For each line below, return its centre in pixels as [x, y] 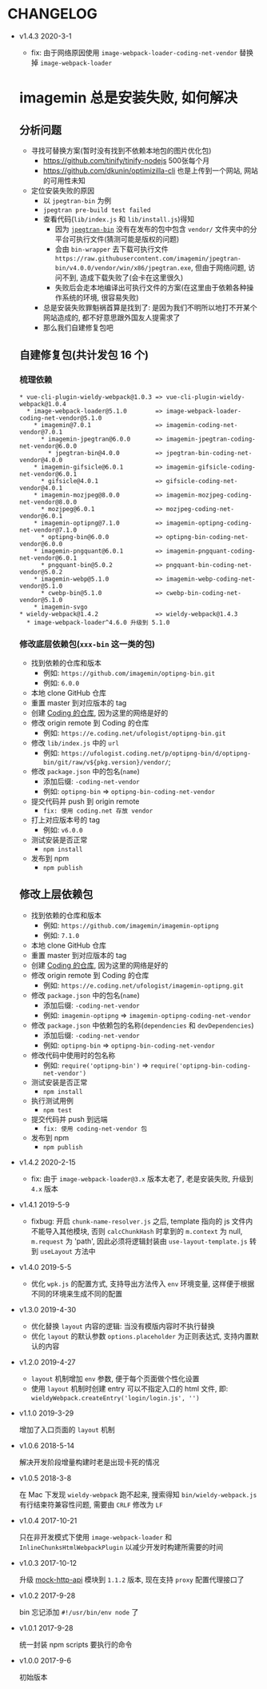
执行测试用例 [52, 1100]
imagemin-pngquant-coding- [211, 551]
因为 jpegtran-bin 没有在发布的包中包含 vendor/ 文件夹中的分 [156, 229]
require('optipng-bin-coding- [201, 1066]
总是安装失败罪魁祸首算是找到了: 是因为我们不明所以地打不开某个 [150, 307]
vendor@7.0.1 [41, 432]
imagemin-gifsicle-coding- [211, 467]
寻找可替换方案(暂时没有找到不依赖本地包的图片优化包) [121, 150]
